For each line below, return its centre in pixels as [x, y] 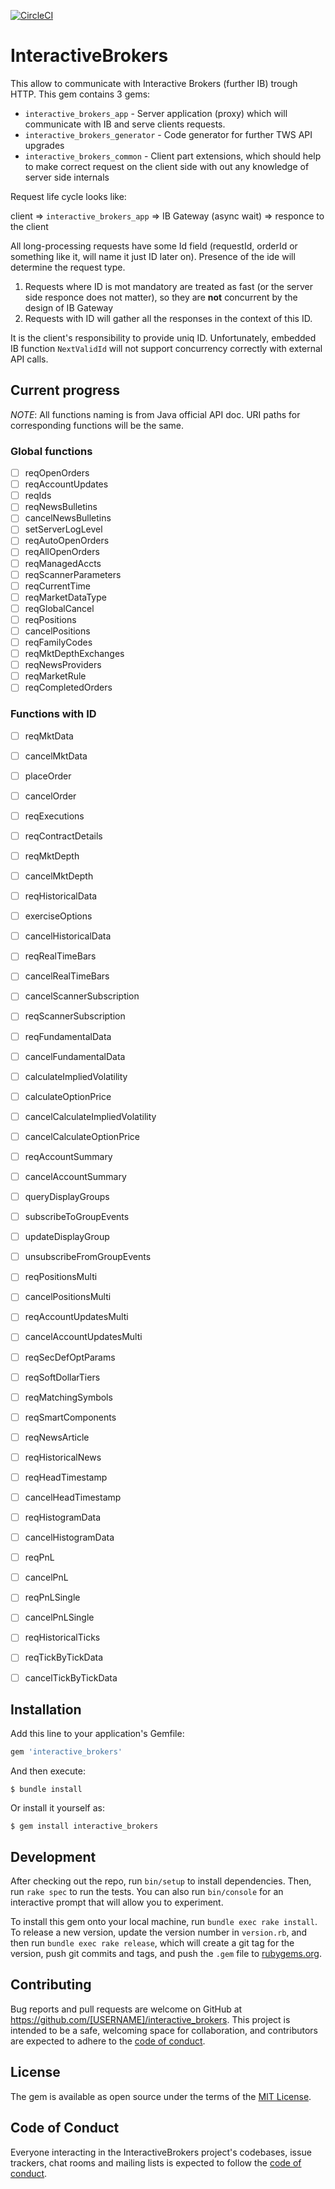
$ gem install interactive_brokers [84, 1826]
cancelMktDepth [59, 876]
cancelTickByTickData [71, 1677]
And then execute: [48, 1771]
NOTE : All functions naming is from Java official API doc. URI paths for [155, 414]
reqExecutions [54, 816]
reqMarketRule [55, 676]
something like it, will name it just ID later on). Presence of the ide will [153, 256]
